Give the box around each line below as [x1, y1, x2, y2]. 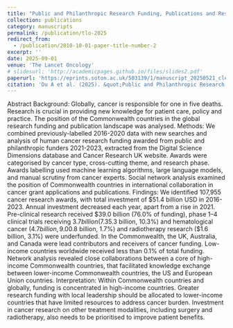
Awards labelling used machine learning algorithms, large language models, [7, 166, 223, 174]
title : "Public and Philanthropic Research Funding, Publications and [7, 10, 216, 17]
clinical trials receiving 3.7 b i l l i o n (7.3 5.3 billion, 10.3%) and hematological [7, 217, 214, 226]
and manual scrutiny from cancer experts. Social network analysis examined [7, 174, 225, 182]
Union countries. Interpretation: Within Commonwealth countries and [7, 276, 205, 284]
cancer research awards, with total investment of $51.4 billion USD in [7, 195, 205, 204]
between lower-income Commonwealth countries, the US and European [7, 269, 213, 277]
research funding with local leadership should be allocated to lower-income [7, 291, 223, 300]
